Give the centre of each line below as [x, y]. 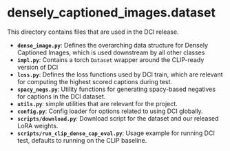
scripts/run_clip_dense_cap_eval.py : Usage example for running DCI [116, 133]
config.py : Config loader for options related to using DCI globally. [110, 111]
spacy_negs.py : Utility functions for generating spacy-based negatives [116, 89]
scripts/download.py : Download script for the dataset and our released [118, 118]
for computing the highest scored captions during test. [95, 81]
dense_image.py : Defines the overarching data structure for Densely [113, 45]
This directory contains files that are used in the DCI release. [93, 32]
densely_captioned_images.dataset [111, 13]
